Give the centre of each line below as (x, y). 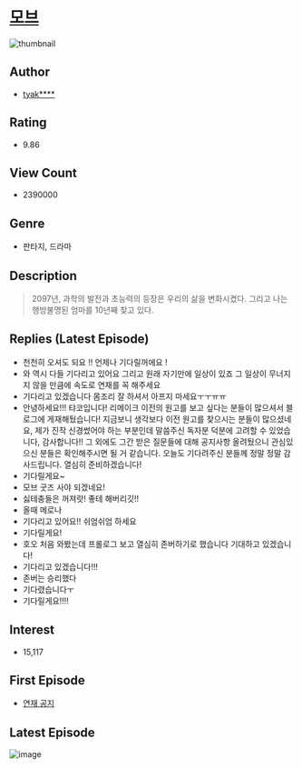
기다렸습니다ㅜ (48, 589)
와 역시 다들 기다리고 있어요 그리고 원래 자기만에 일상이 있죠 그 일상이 (145, 374)
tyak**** (39, 94)
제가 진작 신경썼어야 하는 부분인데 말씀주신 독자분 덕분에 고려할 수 (151, 430)
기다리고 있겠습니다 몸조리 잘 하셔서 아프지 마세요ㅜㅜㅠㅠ (124, 396)
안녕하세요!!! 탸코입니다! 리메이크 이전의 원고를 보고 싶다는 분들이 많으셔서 (153, 407)
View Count (43, 173)
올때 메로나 (42, 510)
